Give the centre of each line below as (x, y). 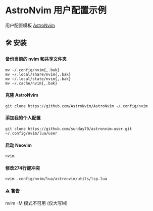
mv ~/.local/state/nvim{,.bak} (38, 79)
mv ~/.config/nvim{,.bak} (32, 70)
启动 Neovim (18, 145)
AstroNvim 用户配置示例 (56, 10)
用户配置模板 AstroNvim (30, 25)
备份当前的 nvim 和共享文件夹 (36, 59)
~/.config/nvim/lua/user (31, 133)
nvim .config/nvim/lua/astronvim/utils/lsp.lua (56, 179)
